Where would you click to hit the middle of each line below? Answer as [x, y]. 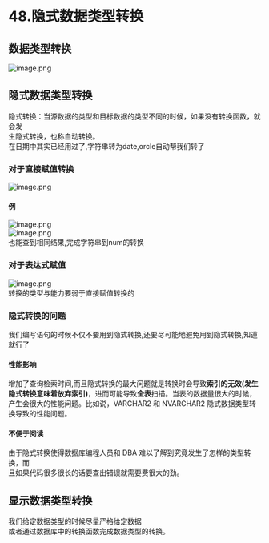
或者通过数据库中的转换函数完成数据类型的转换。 [89, 531]
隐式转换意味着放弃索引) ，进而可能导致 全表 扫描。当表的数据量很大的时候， [132, 394]
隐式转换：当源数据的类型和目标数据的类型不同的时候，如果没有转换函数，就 [134, 116]
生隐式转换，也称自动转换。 [54, 136]
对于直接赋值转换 [41, 169]
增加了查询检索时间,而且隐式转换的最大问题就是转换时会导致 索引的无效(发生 [133, 384]
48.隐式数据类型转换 [76, 16]
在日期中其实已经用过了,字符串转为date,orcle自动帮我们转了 [107, 146]
